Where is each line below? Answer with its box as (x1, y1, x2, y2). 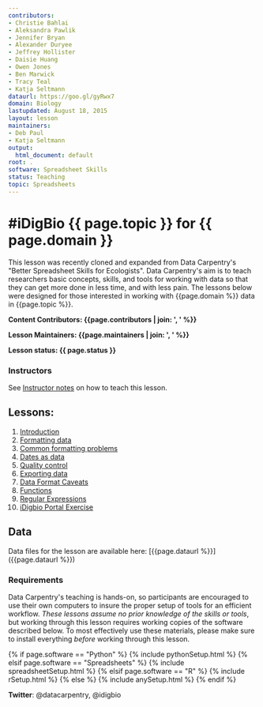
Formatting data (19, 435, 72, 445)
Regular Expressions (19, 494, 87, 503)
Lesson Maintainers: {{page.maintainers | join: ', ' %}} (8, 329, 190, 340)
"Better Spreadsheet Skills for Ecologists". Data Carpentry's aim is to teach (8, 265, 252, 275)
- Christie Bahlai (8, 19, 69, 27)
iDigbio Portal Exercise (19, 502, 94, 512)
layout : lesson (8, 115, 58, 122)
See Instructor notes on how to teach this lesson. (8, 382, 168, 392)
